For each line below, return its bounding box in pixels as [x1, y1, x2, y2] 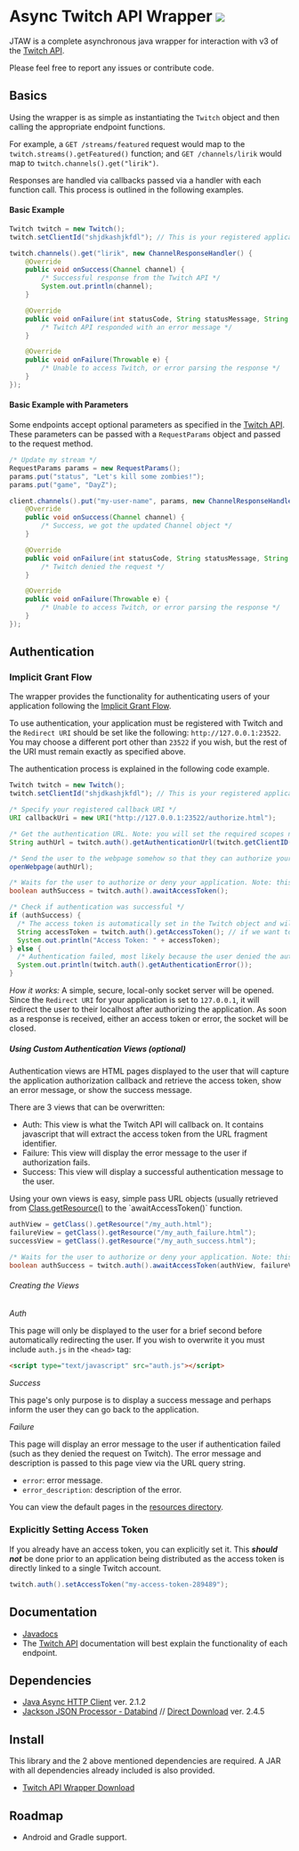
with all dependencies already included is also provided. [9, 1765, 215, 1776]
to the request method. [9, 438, 93, 449]
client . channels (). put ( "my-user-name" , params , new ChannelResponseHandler [9, 496, 296, 505]
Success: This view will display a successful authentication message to [21, 1167, 284, 1178]
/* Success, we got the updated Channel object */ [41, 521, 233, 531]
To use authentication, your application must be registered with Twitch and [9, 718, 283, 729]
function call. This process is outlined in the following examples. [9, 184, 245, 195]
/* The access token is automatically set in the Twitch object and [17, 919, 277, 928]
